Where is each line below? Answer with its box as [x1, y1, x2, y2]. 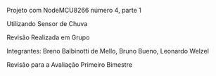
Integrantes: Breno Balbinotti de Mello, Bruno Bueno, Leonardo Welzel [6, 47, 209, 55]
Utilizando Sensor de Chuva [6, 20, 88, 27]
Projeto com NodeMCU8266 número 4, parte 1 [6, 6, 141, 14]
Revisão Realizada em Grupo [6, 33, 90, 42]
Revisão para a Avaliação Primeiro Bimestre [6, 61, 133, 69]
